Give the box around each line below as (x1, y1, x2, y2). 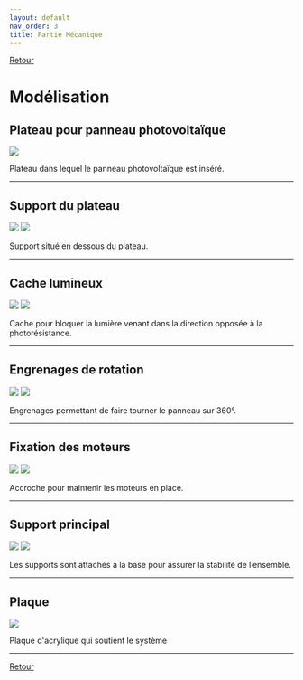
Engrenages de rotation (9, 363, 144, 378)
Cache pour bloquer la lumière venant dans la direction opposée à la (9, 318, 263, 328)
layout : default (9, 13, 70, 23)
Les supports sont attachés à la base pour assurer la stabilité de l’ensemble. (9, 560, 291, 571)
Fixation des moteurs (9, 439, 131, 455)
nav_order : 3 (9, 22, 59, 31)
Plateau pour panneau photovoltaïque (9, 122, 227, 137)
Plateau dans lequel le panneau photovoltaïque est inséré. (9, 164, 225, 175)
